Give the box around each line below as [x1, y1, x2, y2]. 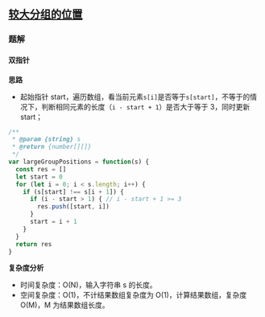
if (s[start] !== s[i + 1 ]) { [23, 187, 125, 196]
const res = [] [15, 165, 67, 173]
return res [15, 240, 52, 248]
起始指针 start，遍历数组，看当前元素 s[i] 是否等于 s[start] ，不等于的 [19, 92, 251, 101]
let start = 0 [15, 172, 63, 181]
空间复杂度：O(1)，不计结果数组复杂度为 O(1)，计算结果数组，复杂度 [19, 290, 247, 300]
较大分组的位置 [8, 7, 83, 22]
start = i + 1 [29, 218, 78, 226]
